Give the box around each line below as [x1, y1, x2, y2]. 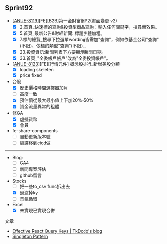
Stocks [12, 178, 27, 183]
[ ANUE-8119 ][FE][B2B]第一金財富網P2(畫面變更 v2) [12, 17, 118, 24]
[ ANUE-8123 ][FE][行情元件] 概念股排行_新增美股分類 [12, 61, 120, 67]
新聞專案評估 [19, 166, 46, 172]
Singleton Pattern [12, 233, 48, 240]
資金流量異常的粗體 [19, 104, 60, 110]
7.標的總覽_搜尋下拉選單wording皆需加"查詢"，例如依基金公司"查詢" [19, 36, 159, 42]
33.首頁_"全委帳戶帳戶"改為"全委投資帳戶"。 [19, 55, 111, 61]
